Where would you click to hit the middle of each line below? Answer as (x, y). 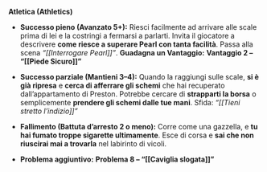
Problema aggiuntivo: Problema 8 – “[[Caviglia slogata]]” (117, 159)
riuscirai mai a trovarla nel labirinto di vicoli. (93, 143)
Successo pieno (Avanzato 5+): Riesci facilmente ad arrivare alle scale (138, 27)
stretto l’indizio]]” (49, 111)
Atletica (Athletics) (41, 12)
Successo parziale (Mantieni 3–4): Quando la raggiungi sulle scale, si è (140, 77)
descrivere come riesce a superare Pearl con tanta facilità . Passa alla (136, 44)
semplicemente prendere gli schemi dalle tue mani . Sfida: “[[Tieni (130, 102)
